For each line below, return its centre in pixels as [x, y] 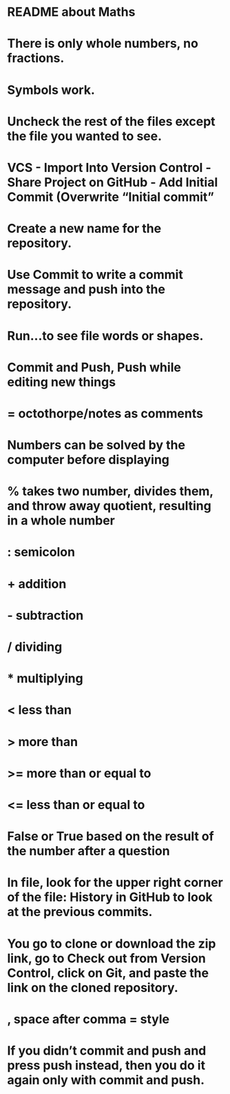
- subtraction [45, 615]
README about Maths [71, 12]
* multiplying [45, 679]
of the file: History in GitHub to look [110, 897]
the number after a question [88, 851]
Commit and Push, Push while [94, 367]
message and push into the [86, 290]
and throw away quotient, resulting [109, 506]
